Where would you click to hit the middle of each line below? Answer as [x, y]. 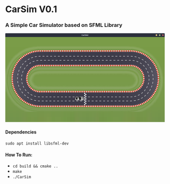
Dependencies [21, 132]
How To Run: [19, 155]
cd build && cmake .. [35, 166]
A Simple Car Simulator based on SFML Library [64, 25]
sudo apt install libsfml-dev [37, 144]
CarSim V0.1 [31, 9]
